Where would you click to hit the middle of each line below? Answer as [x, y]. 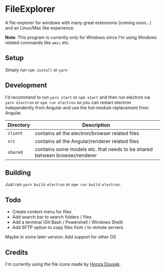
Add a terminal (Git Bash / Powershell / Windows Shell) [68, 222]
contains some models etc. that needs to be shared [94, 149]
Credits [17, 252]
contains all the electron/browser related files [87, 133]
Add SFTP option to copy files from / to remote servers [68, 227]
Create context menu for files [42, 212]
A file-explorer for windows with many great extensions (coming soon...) [78, 23]
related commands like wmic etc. [37, 42]
